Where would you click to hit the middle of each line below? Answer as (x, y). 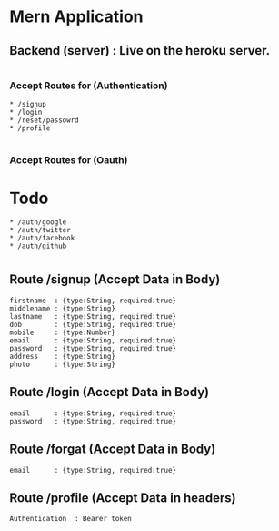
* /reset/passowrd (44, 120)
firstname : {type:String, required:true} (93, 301)
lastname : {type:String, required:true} (93, 316)
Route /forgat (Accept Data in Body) (113, 449)
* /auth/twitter (40, 230)
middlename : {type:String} (63, 308)
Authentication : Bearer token (70, 519)
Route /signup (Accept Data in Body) (115, 280)
